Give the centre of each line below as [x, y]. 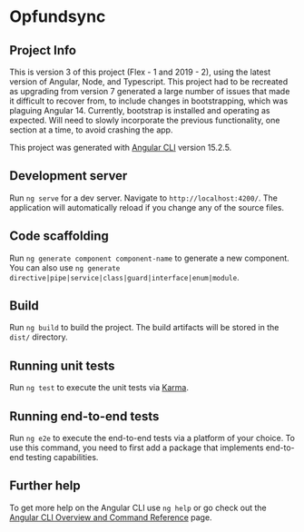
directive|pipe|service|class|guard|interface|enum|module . [124, 277]
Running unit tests [62, 365]
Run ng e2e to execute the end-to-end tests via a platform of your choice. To [152, 438]
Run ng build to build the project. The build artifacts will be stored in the [144, 328]
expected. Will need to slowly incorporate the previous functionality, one [145, 120]
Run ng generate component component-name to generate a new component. [150, 258]
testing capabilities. [62, 458]
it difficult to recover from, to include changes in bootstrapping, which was [149, 101]
